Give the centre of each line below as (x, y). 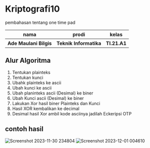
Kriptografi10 (32, 9)
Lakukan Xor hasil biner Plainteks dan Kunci (56, 103)
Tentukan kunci (28, 77)
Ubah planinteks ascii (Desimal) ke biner (53, 93)
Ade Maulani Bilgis (30, 43)
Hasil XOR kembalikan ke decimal (46, 109)
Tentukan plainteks (31, 72)
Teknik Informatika (79, 43)
